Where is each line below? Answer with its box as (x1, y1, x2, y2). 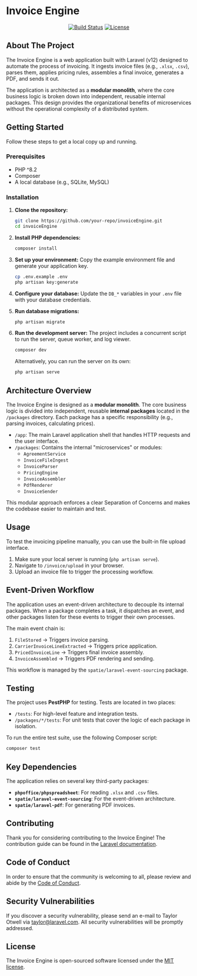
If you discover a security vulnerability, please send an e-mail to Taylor (6, 912, 178, 919)
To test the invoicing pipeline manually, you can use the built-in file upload (6, 537, 186, 545)
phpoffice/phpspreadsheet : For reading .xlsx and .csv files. (14, 789, 159, 796)
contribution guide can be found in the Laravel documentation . (6, 840, 158, 847)
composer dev (14, 347, 47, 353)
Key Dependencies (6, 762, 77, 772)
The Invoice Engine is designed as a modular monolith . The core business (6, 401, 187, 408)
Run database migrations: (14, 307, 79, 314)
